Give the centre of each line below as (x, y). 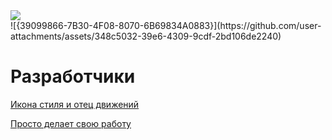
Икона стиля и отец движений (75, 104)
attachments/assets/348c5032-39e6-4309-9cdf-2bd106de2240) (146, 36)
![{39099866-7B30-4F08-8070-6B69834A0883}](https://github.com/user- (166, 25)
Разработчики (73, 76)
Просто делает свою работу (71, 123)
